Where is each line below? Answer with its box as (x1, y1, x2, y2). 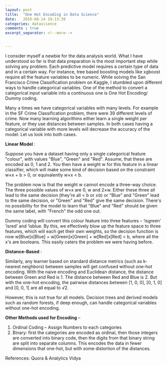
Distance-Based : (5, 249, 42, 254)
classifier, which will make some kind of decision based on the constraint (5, 167, 156, 173)
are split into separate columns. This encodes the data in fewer (12, 340, 142, 346)
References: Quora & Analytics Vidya (5, 355, 81, 361)
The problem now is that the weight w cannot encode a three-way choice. (5, 182, 157, 187)
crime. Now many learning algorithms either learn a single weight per (5, 116, 147, 121)
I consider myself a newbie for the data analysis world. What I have (5, 53, 143, 59)
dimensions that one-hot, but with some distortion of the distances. (12, 346, 151, 352)
